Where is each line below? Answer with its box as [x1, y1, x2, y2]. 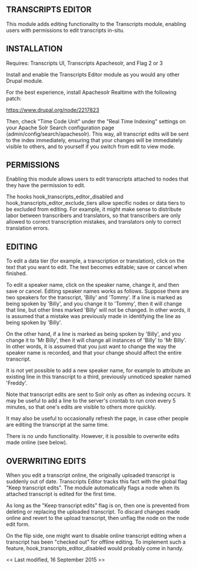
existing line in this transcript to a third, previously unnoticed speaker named [6, 373, 191, 380]
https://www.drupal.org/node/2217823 [6, 106, 99, 113]
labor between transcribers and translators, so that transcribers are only [6, 212, 181, 219]
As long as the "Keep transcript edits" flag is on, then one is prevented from [6, 502, 190, 509]
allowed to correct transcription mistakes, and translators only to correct [6, 218, 181, 225]
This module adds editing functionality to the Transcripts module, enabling [6, 20, 186, 27]
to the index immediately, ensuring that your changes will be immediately [6, 136, 183, 143]
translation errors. [6, 224, 49, 232]
